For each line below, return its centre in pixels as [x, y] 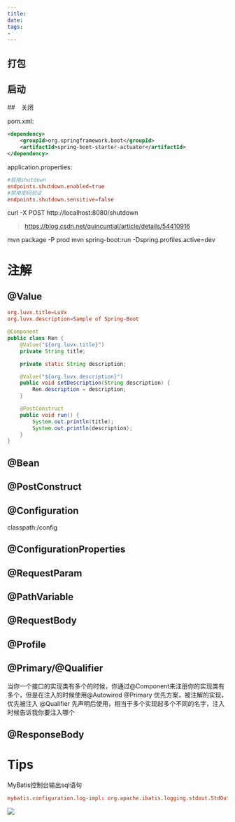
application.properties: [40, 167]
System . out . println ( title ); [73, 421]
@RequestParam [45, 573]
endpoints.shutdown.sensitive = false [60, 199]
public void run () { [50, 415]
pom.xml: [21, 121]
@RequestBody [42, 621]
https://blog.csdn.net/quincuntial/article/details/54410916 [107, 226]
